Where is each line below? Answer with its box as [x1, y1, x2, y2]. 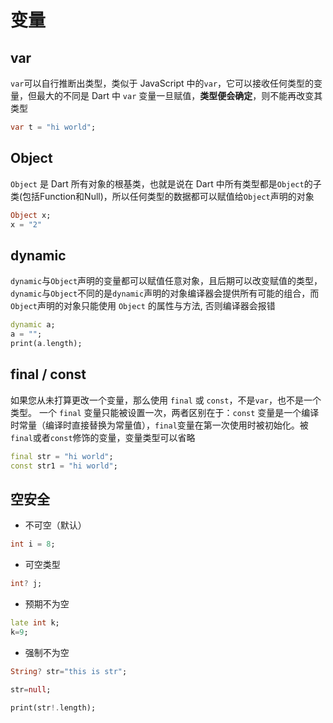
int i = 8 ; [10, 539, 56, 550]
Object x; [10, 210, 52, 220]
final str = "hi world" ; [10, 451, 114, 461]
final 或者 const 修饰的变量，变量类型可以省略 [10, 431, 196, 443]
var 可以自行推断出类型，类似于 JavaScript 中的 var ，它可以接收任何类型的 [10, 77, 315, 89]
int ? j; [10, 579, 43, 589]
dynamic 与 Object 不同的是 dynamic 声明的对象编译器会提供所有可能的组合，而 [10, 287, 320, 300]
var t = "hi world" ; [10, 122, 97, 132]
